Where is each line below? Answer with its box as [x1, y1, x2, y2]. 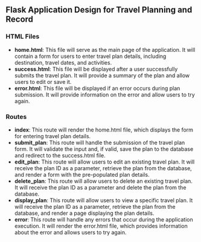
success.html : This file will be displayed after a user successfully [14, 65, 178, 72]
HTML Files [5, 33, 40, 41]
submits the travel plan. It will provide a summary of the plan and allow [14, 72, 190, 79]
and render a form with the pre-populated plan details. [14, 171, 150, 178]
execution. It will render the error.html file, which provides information [14, 222, 188, 229]
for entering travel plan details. [14, 132, 91, 139]
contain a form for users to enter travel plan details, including [14, 53, 167, 60]
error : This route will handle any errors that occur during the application [14, 215, 194, 223]
